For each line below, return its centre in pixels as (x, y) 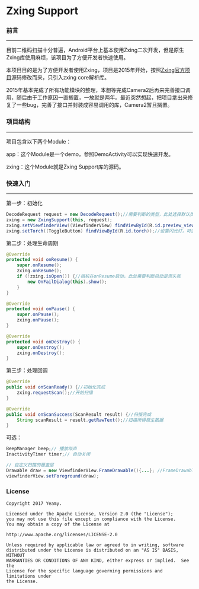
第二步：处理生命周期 (32, 243)
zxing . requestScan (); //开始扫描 (55, 393)
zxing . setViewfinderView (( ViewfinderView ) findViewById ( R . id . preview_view (100, 225)
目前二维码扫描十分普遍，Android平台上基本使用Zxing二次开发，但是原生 (95, 50)
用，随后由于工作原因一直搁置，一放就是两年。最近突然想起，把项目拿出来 (97, 98)
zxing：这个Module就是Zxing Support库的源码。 (65, 167)
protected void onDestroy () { (44, 342)
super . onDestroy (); (41, 347)
